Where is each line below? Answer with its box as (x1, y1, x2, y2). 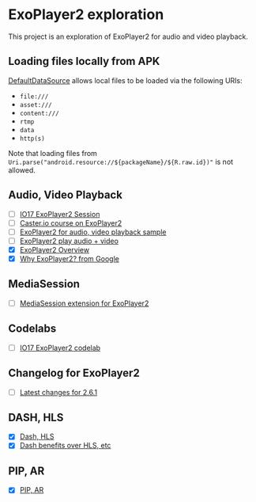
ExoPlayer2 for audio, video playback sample (19, 227, 167, 237)
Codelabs (8, 322, 57, 336)
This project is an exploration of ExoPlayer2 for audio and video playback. (8, 32, 249, 41)
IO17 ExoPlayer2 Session (19, 209, 100, 219)
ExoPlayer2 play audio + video (19, 236, 119, 245)
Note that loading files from (8, 148, 97, 158)
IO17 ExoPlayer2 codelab (19, 343, 101, 352)
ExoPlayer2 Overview (19, 245, 89, 254)
